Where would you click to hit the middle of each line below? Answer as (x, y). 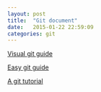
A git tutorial (25, 81)
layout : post (27, 14)
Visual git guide (30, 54)
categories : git (31, 34)
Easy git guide (28, 67)
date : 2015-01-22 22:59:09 (51, 27)
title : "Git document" (43, 21)
